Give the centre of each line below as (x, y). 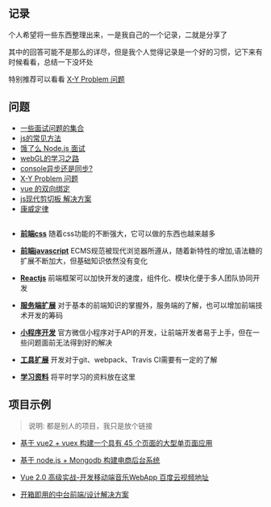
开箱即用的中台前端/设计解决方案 (74, 494)
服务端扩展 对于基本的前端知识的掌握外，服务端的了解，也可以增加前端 (138, 305)
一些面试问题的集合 (52, 128)
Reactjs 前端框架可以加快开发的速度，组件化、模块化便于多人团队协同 (136, 278)
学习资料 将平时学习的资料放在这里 (77, 377)
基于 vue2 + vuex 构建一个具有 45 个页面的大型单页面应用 (116, 442)
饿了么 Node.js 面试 (53, 148)
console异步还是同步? (56, 168)
